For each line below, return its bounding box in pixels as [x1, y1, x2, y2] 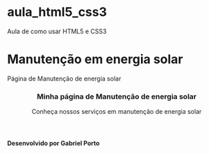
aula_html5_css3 [7, 4, 108, 20]
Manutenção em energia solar [7, 51, 183, 67]
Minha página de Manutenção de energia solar [37, 92, 197, 101]
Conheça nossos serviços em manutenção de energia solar [31, 108, 202, 116]
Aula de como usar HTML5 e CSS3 [7, 27, 107, 35]
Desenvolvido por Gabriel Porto [7, 139, 100, 148]
